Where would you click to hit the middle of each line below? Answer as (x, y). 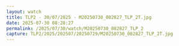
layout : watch (24, 12)
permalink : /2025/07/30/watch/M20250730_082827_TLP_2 (75, 28)
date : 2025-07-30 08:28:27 (40, 23)
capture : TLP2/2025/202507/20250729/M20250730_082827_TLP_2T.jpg (89, 34)
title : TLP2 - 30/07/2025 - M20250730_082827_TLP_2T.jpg (79, 17)
